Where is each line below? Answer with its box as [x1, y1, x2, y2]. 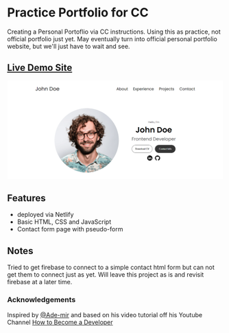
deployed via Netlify [16, 211, 74, 219]
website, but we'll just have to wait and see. [7, 42, 130, 50]
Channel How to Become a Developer [7, 318, 113, 326]
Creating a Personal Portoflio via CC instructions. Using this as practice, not [7, 27, 221, 36]
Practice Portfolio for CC [7, 5, 149, 21]
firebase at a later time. [7, 278, 73, 286]
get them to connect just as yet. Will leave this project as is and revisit [7, 271, 204, 279]
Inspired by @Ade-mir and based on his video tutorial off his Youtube [7, 310, 203, 319]
